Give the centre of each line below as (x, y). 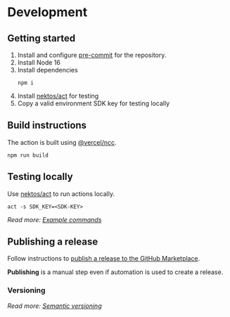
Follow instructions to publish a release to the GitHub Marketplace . (104, 259)
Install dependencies (48, 70)
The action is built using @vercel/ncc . (62, 142)
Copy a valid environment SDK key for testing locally (94, 103)
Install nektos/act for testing (58, 96)
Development (47, 12)
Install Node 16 (39, 63)
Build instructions (47, 125)
